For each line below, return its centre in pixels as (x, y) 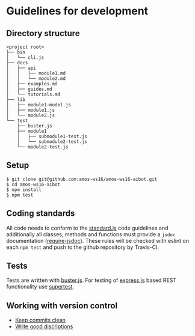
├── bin (16, 52)
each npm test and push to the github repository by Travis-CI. (83, 247)
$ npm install (24, 190)
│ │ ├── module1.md (36, 73)
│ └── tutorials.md (33, 94)
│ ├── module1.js (31, 110)
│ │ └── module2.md (36, 79)
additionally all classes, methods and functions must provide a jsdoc (91, 234)
